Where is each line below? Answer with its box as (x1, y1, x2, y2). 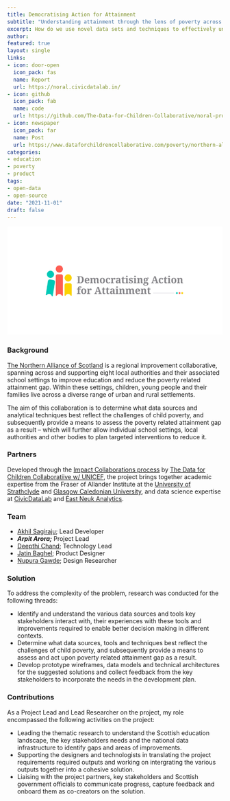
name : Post (13, 134, 44, 141)
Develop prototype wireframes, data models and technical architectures (16, 661, 220, 669)
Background (7, 345, 49, 355)
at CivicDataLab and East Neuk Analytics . (7, 494, 125, 502)
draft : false (7, 207, 44, 213)
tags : (7, 178, 23, 185)
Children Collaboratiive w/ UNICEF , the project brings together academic (7, 472, 212, 480)
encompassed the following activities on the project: (7, 715, 155, 723)
